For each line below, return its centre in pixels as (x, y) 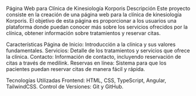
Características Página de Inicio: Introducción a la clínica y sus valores (91, 44)
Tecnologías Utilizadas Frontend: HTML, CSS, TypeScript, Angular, (86, 80)
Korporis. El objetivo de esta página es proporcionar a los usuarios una (91, 21)
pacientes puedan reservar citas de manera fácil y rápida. (75, 69)
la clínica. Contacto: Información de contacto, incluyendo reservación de (94, 57)
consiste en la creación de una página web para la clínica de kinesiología (94, 15)
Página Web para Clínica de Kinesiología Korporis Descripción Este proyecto (98, 8)
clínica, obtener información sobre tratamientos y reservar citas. (83, 33)
